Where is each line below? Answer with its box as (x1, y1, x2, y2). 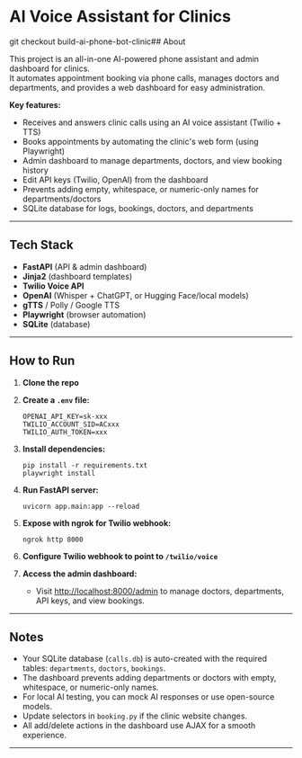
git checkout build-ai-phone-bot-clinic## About (9, 36, 186, 47)
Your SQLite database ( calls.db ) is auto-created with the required (22, 654, 268, 664)
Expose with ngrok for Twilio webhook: (22, 517, 172, 528)
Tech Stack (9, 237, 74, 253)
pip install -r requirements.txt (22, 460, 148, 469)
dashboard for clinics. (9, 63, 90, 74)
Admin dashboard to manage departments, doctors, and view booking (22, 155, 283, 165)
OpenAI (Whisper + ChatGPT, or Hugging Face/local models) (22, 290, 249, 300)
